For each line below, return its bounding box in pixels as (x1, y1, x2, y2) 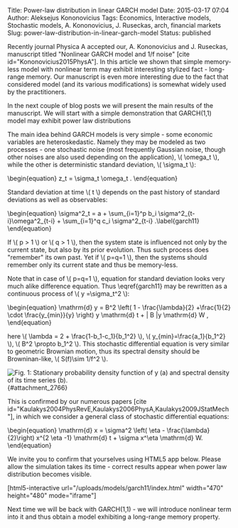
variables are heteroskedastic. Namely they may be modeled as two (7, 138, 206, 146)
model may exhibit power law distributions (7, 116, 131, 125)
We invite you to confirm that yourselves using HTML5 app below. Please (7, 455, 222, 463)
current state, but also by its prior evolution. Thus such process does (7, 246, 210, 254)
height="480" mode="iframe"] (7, 491, 97, 500)
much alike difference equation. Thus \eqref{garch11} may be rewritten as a (7, 282, 227, 290)
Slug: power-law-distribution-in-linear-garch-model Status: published (7, 28, 211, 37)
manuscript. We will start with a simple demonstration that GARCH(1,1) (7, 109, 212, 117)
